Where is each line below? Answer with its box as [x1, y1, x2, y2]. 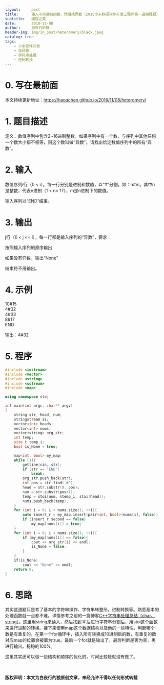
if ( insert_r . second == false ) [22, 517, 86, 522]
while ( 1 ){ [14, 458, 36, 463]
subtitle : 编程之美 [5, 16, 46, 21]
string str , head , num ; [14, 412, 62, 417]
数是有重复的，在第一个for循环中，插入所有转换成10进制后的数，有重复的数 [5, 631, 156, 637]
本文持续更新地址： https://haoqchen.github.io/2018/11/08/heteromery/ [5, 97, 146, 103]
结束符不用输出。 [5, 266, 40, 271]
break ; [31, 471, 45, 476]
